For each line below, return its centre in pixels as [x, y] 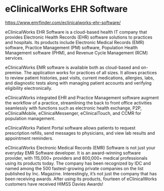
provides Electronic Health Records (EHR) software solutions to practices [79, 37]
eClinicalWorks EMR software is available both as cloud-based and [73, 67]
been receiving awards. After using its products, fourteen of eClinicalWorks [81, 179]
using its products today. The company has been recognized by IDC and [78, 163]
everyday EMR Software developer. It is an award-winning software [73, 153]
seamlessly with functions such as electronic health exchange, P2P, [73, 108]
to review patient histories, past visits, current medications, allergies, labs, [80, 78]
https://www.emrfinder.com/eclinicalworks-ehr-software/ [63, 22]
